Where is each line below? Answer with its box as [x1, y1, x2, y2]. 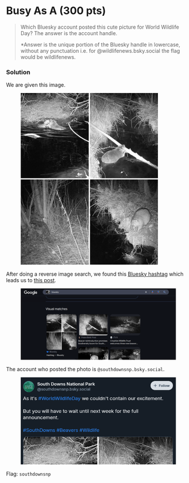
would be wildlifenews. [20, 53, 76, 60]
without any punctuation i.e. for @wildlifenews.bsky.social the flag [20, 47, 180, 54]
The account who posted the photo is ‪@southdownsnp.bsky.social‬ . [6, 366, 165, 373]
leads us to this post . [6, 276, 57, 283]
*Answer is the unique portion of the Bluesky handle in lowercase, [20, 41, 180, 48]
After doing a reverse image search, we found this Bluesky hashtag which [6, 270, 184, 278]
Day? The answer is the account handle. [20, 29, 118, 36]
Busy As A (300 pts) [6, 4, 106, 18]
